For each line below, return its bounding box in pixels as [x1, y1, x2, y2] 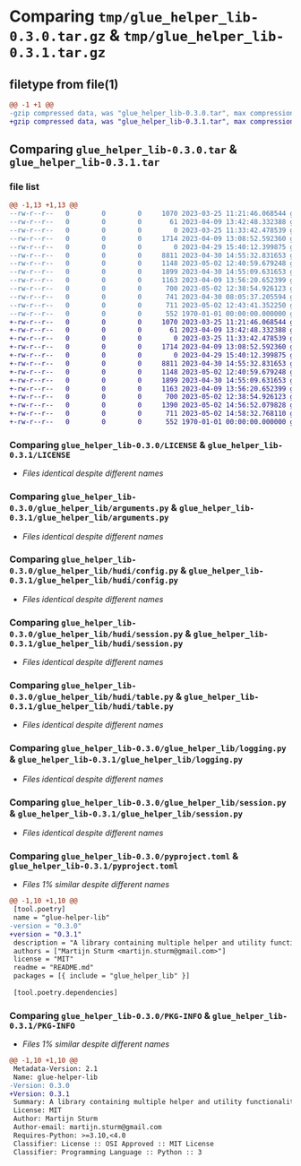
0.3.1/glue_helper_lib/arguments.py [9, 513, 169, 523]
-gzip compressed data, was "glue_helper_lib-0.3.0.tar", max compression [9, 108, 295, 117]
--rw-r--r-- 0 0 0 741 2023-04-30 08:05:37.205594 [9, 292, 287, 301]
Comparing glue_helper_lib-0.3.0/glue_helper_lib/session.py [9, 796, 287, 808]
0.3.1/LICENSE [9, 450, 71, 460]
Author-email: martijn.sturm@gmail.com [13, 1123, 163, 1132]
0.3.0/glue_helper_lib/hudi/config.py [9, 566, 179, 576]
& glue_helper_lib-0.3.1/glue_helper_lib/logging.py [9, 753, 244, 765]
